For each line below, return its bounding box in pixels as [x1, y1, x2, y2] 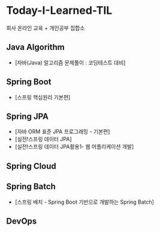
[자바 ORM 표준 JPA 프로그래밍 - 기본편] [14, 128, 110, 136]
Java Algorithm [6, 42, 65, 52]
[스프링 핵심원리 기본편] [14, 93, 71, 101]
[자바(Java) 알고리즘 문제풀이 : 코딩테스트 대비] [14, 58, 126, 66]
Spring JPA [6, 111, 49, 121]
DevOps [6, 216, 37, 226]
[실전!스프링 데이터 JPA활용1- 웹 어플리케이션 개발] [14, 143, 134, 151]
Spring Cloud [6, 161, 57, 171]
